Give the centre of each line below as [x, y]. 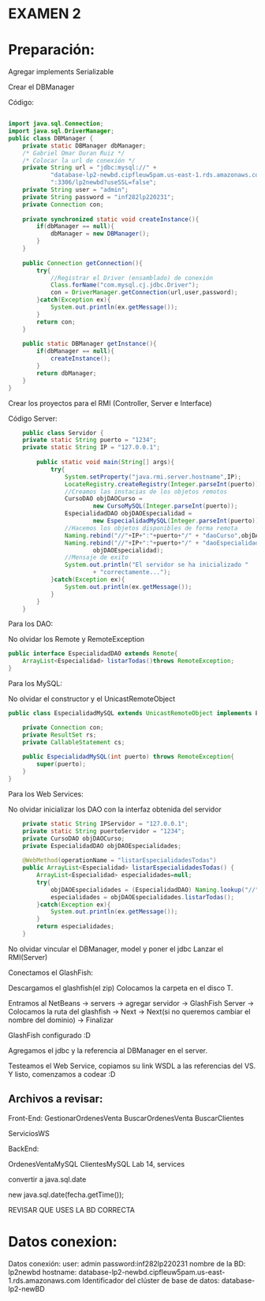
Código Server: [33, 418]
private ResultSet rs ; [60, 735]
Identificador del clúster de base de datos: [151, 1280]
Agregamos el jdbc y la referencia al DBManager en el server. [108, 1050]
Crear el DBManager [41, 87]
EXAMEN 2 [45, 14]
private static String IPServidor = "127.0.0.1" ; [106, 823]
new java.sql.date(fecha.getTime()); [66, 1194]
